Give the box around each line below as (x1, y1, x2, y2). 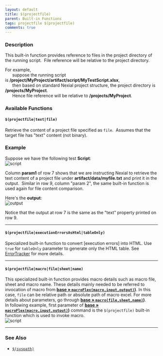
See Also (5, 335, 27, 341)
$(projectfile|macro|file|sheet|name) (5, 266, 83, 271)
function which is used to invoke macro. (5, 313, 85, 319)
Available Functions (5, 105, 52, 112)
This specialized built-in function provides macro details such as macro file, (5, 276, 156, 282)
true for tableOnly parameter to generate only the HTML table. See (5, 245, 139, 251)
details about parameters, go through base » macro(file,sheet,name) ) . (5, 297, 147, 303)
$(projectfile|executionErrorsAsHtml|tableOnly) (5, 230, 105, 235)
